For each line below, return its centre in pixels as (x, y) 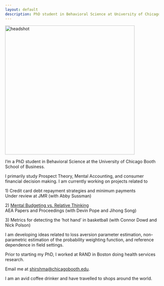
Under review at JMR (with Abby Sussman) (48, 196)
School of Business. (25, 167)
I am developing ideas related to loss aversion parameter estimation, (74, 234)
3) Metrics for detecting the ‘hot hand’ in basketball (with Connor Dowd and (81, 220)
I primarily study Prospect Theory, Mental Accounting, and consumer (74, 176)
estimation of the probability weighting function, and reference (91, 240)
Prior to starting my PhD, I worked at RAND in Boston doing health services (80, 254)
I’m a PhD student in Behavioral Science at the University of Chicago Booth (81, 161)
